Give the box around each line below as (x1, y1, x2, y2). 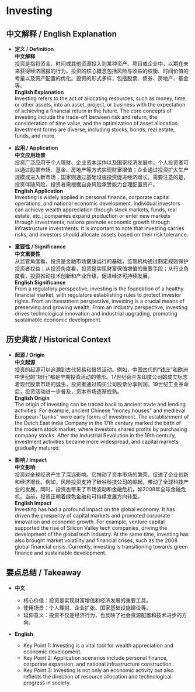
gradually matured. (14, 444, 60, 451)
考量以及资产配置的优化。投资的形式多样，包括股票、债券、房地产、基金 (14, 75, 189, 81)
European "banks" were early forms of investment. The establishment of (14, 413, 189, 420)
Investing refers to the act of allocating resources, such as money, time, (14, 95, 187, 102)
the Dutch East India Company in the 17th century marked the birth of (14, 419, 182, 426)
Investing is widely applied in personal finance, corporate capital (14, 194, 170, 200)
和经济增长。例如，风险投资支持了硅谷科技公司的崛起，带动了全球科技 (14, 478, 184, 485)
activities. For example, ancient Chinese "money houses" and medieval (14, 407, 186, 414)
